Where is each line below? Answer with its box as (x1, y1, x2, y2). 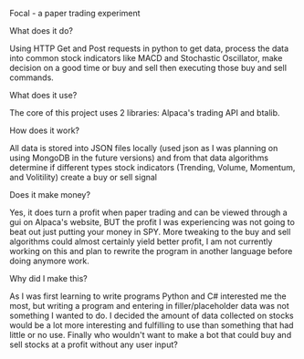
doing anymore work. (9, 255, 89, 266)
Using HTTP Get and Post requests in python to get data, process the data (9, 43, 289, 54)
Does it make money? (9, 190, 91, 200)
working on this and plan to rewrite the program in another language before (9, 246, 293, 256)
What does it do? (9, 26, 73, 36)
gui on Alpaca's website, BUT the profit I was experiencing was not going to (9, 217, 295, 227)
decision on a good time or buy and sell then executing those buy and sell (9, 63, 288, 73)
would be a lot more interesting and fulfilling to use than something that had (9, 320, 294, 331)
